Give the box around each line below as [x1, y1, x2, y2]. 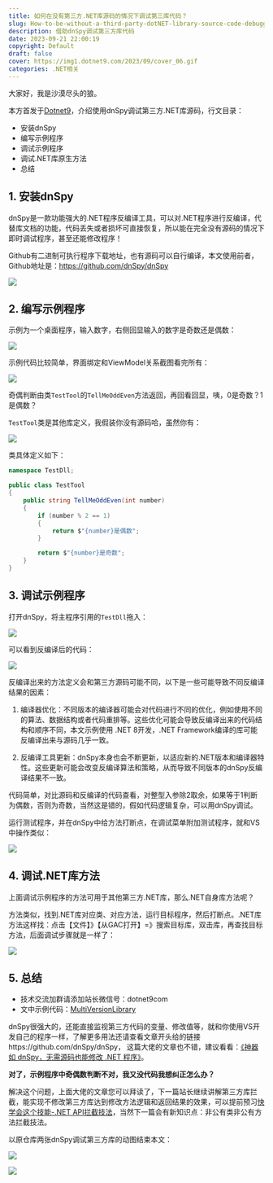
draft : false [8, 50, 53, 58]
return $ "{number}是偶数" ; [51, 527, 140, 535]
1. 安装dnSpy [8, 190, 74, 204]
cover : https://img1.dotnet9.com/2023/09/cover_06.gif [8, 58, 198, 66]
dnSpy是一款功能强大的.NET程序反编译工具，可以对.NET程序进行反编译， [8, 213, 255, 222]
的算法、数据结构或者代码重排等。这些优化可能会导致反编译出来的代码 [19, 714, 256, 725]
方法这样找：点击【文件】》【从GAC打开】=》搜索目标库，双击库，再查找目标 [8, 919, 263, 929]
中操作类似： [8, 827, 51, 837]
